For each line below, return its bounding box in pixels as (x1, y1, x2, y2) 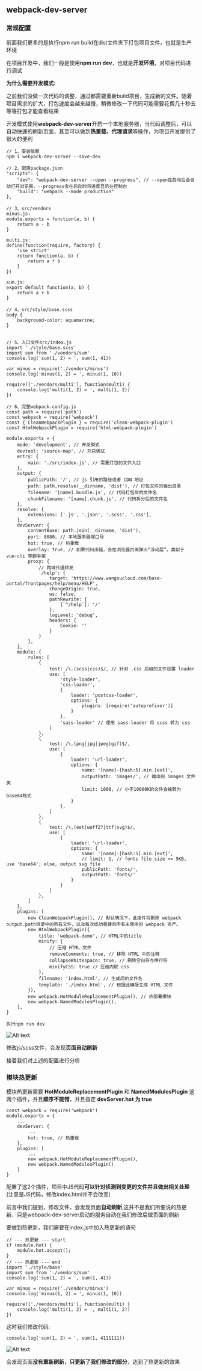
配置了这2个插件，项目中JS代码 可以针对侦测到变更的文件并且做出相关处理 (6, 1183, 190, 1190)
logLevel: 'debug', (49, 612, 98, 618)
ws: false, (49, 591, 77, 597)
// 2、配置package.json (6, 165, 63, 171)
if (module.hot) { (6, 1242, 52, 1248)
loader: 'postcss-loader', (70, 692, 138, 698)
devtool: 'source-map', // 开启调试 (17, 448, 105, 454)
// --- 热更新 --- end (6, 1259, 61, 1265)
